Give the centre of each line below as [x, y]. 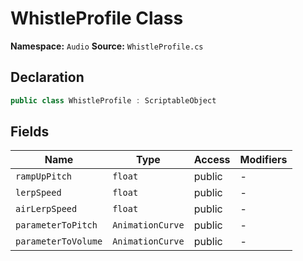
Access [212, 160]
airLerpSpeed [46, 209]
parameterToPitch [56, 225]
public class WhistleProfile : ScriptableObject [113, 100]
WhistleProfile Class [97, 18]
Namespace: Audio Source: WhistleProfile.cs [107, 46]
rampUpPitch [44, 176]
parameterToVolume [59, 241]
